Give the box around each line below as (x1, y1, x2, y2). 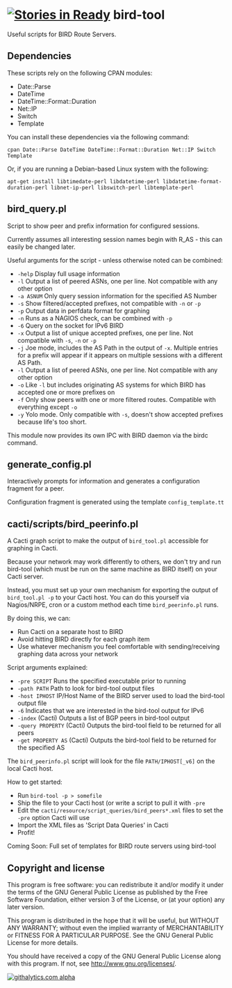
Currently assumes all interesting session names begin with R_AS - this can (7, 235, 223, 243)
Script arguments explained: (7, 663, 88, 672)
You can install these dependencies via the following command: (7, 132, 190, 141)
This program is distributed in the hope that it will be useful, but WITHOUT (7, 916, 219, 925)
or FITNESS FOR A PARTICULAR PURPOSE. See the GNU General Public (7, 931, 214, 939)
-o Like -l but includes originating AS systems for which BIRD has (17, 380, 206, 389)
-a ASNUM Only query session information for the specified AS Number (17, 291, 217, 300)
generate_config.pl (7, 458, 92, 470)
